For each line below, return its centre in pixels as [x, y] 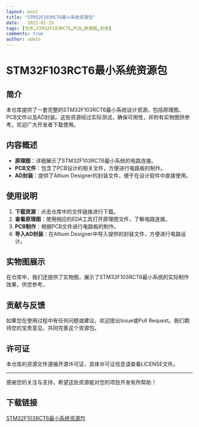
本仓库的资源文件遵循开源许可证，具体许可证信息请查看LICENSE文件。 [92, 364]
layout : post [22, 12]
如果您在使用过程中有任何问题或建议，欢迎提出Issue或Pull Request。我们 [95, 321]
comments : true [25, 34]
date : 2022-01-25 [30, 23]
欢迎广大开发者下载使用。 [47, 125]
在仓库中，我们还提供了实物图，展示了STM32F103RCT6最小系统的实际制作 [98, 277]
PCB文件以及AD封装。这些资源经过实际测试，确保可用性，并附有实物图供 [96, 117]
